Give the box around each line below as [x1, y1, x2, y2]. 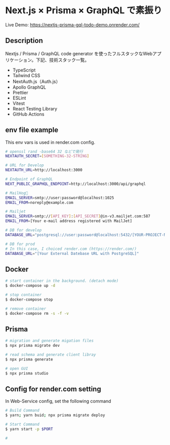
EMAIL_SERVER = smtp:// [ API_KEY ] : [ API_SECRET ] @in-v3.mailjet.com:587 [5, 214, 151, 219]
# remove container [5, 306, 47, 311]
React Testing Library [12, 105, 57, 112]
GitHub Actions [12, 111, 45, 117]
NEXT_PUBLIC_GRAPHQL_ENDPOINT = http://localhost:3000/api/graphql [5, 181, 146, 187]
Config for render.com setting [5, 385, 101, 393]
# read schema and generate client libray [5, 352, 96, 357]
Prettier [12, 89, 28, 95]
